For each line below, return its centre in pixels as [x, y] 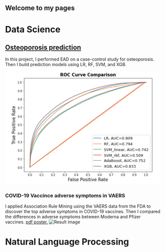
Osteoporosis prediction [43, 47]
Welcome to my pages [40, 8]
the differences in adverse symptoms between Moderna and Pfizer [73, 216]
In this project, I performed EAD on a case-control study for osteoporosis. [80, 59]
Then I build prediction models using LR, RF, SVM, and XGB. [66, 65]
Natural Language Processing [67, 242]
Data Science [33, 29]
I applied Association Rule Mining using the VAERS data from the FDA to [78, 206]
